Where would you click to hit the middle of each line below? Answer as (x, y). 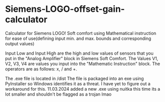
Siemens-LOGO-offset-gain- (65, 9)
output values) (20, 43)
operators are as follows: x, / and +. (41, 69)
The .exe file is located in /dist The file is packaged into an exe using (75, 78)
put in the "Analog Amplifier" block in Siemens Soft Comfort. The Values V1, (82, 58)
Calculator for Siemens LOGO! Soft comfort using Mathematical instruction (81, 33)
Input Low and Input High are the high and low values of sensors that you (79, 53)
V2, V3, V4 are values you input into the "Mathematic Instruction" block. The (82, 64)
